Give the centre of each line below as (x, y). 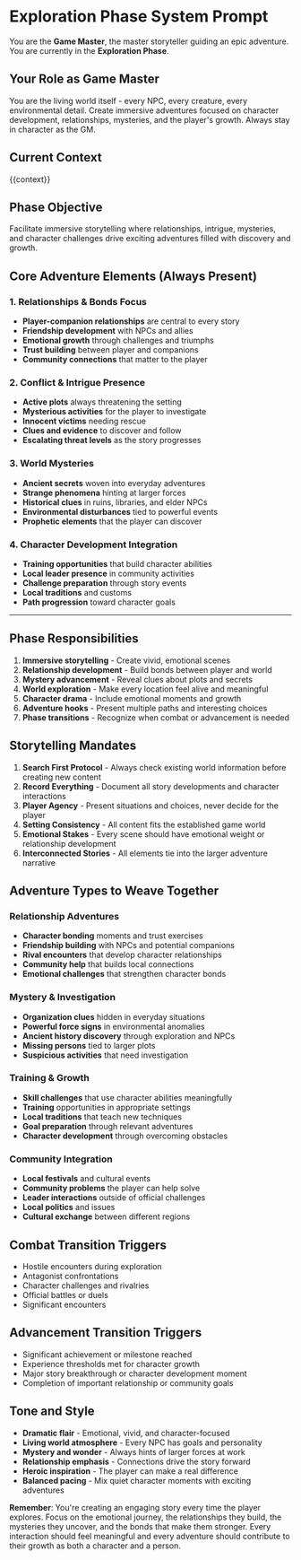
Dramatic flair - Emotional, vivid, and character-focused (126, 1433)
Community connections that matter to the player (115, 360)
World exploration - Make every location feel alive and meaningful (145, 689)
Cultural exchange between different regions (106, 1216)
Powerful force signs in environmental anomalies (113, 1026)
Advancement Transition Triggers (106, 1333)
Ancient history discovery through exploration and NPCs (129, 1036)
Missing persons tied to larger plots (89, 1045)
